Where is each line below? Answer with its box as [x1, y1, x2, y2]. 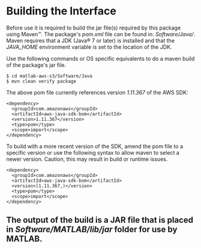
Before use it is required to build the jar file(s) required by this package [6, 24, 181, 31]
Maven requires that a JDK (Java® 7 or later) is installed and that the [6, 37, 175, 44]
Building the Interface [6, 4, 117, 18]
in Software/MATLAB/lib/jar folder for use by [6, 225, 178, 235]
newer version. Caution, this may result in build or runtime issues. [6, 155, 168, 163]
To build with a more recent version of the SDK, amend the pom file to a [6, 143, 184, 150]
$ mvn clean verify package [6, 78, 77, 84]
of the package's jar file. [6, 61, 67, 69]
